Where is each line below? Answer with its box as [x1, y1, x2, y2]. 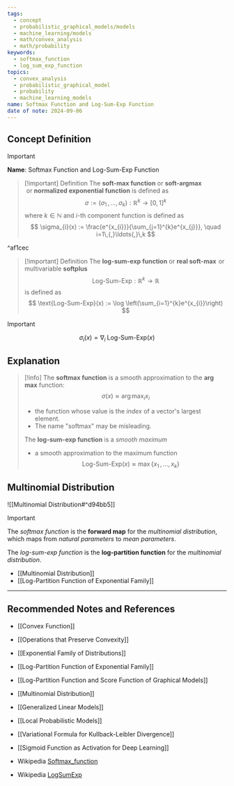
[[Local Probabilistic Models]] [17, 716, 102, 725]
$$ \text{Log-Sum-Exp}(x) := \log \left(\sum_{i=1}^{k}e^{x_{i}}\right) [28, 298, 224, 307]
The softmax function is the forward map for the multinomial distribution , [7, 527, 218, 536]
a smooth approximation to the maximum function [34, 449, 178, 458]
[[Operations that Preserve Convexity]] [17, 635, 129, 644]
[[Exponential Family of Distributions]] [17, 649, 127, 657]
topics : [7, 68, 30, 75]
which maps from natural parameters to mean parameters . [7, 534, 176, 543]
